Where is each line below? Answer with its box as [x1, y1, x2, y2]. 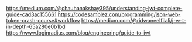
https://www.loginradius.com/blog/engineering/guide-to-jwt [6, 29, 151, 36]
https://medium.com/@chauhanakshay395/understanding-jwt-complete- [6, 5, 183, 12]
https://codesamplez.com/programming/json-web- [57, 11, 181, 18]
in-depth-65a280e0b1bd [6, 23, 66, 30]
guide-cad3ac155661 [6, 11, 57, 18]
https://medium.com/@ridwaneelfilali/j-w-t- [81, 17, 187, 24]
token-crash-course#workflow [6, 17, 80, 24]
